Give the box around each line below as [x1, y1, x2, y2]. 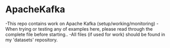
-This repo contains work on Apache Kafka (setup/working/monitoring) [5, 20, 156, 27]
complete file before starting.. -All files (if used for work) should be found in [5, 31, 165, 37]
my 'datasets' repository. [5, 37, 58, 43]
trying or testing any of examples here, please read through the [18, 26, 153, 32]
